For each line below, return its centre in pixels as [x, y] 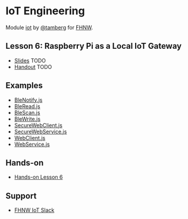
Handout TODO [33, 67]
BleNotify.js [28, 100]
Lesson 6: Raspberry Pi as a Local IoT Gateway [94, 46]
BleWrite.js [27, 119]
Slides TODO [30, 60]
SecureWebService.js [40, 132]
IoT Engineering [45, 11]
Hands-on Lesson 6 [38, 177]
